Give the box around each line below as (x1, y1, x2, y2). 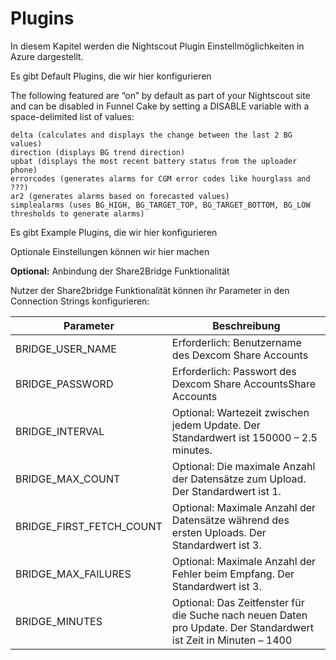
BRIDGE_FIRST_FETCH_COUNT (15, 519, 163, 533)
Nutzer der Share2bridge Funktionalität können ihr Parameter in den (10, 284, 290, 296)
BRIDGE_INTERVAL (15, 424, 105, 438)
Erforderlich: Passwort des (171, 364, 297, 378)
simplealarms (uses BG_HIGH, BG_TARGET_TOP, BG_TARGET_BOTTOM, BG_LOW (10, 200, 311, 210)
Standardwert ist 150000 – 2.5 (171, 430, 318, 444)
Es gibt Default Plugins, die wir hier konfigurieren (10, 70, 212, 82)
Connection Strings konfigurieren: (10, 295, 150, 307)
